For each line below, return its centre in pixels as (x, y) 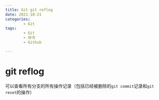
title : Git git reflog (29, 10)
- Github (33, 42)
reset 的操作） (20, 92)
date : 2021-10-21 (23, 14)
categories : (18, 19)
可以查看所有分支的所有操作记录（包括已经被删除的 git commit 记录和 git (80, 86)
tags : (11, 28)
